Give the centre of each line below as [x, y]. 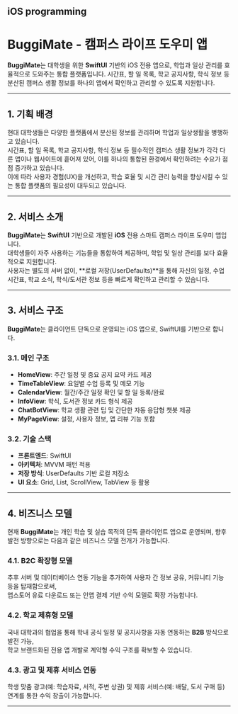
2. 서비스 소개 [35, 216]
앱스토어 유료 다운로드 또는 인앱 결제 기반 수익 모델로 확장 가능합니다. [103, 595]
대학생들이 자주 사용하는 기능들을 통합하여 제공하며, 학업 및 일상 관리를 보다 [111, 253]
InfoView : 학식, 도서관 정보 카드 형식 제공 [75, 401]
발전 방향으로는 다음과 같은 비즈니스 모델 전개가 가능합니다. [89, 540]
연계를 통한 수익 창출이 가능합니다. [55, 696]
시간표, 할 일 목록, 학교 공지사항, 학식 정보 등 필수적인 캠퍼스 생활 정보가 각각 [113, 150]
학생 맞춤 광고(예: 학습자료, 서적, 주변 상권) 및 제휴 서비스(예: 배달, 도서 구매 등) [116, 687]
